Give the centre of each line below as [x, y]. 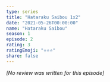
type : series [22, 12]
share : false [22, 56]
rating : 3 [18, 45]
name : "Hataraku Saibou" [37, 28]
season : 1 [18, 34]
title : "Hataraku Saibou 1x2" [44, 17]
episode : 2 [20, 39]
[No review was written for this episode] [55, 72]
